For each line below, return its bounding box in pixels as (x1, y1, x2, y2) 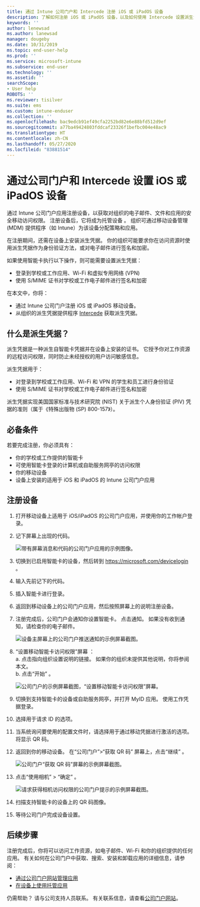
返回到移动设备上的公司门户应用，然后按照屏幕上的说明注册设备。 (15, 603, 177, 610)
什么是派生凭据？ (7, 329, 69, 339)
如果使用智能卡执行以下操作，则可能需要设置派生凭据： (7, 257, 142, 264)
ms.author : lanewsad (7, 31, 58, 37)
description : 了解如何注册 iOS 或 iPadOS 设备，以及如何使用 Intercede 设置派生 (7, 14, 193, 20)
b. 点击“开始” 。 (15, 670, 54, 677)
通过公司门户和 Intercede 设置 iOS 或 (7, 174, 187, 187)
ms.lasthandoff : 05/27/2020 (7, 141, 77, 147)
